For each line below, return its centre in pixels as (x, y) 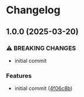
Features (19, 76)
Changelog (33, 10)
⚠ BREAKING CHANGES (41, 48)
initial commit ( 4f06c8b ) (43, 88)
